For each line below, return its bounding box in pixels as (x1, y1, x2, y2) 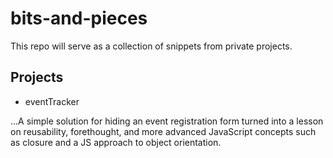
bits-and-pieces (10, 7, 148, 30)
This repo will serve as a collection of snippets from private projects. (10, 40, 293, 52)
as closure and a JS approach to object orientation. (10, 136, 222, 148)
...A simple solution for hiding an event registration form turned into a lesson (10, 115, 324, 127)
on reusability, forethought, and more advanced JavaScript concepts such (10, 125, 317, 137)
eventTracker (24, 95, 80, 107)
